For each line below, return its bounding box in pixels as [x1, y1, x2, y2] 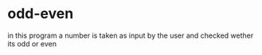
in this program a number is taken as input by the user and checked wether [7, 31, 254, 40]
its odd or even [7, 38, 57, 48]
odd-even [7, 5, 74, 23]
